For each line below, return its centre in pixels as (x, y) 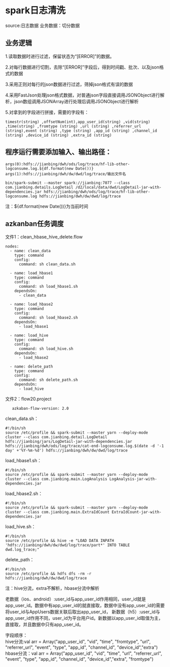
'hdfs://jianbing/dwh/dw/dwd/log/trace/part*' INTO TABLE (68, 545)
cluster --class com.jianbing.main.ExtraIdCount (57, 512)
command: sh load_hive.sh (46, 349)
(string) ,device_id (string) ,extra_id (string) (59, 135)
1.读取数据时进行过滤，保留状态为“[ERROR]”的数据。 (60, 56)
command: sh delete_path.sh (48, 380)
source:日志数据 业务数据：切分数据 (42, 25)
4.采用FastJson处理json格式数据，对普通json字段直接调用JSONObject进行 (83, 95)
